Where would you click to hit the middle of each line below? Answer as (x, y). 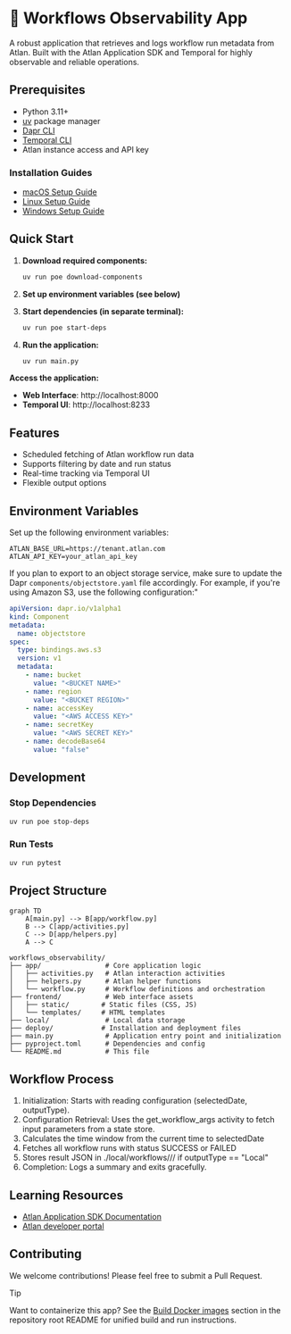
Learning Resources (66, 1195)
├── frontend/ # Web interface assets (101, 997)
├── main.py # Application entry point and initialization (145, 1036)
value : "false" (61, 749)
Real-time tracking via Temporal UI (86, 473)
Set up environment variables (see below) (101, 294)
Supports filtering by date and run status (96, 464)
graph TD (25, 911)
